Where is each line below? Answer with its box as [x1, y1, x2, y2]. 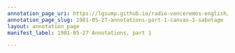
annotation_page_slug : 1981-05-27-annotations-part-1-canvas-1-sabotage [7, 17, 224, 23]
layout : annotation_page [7, 23, 80, 30]
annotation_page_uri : [7, 10, 71, 17]
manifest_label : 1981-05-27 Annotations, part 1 [7, 29, 152, 36]
